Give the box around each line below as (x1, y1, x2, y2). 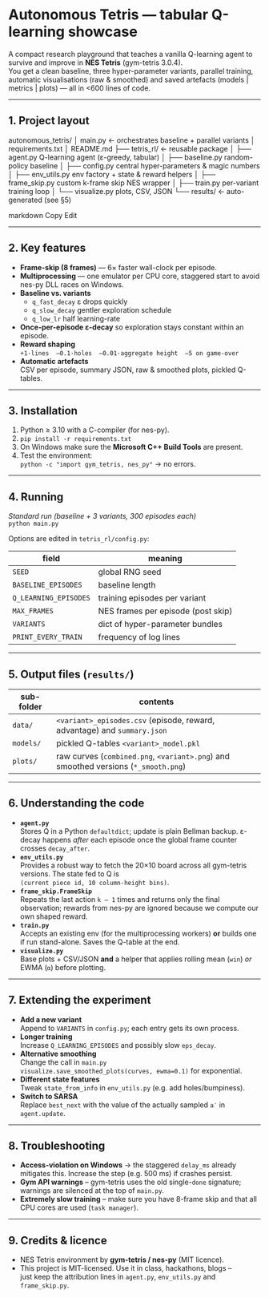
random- (223, 152, 254, 162)
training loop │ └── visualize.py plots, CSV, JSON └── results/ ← (8, 186, 226, 196)
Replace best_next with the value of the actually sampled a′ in (19, 1100, 226, 1110)
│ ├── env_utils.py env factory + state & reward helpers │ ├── (8, 169, 216, 179)
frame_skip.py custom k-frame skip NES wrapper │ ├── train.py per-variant (8, 178, 259, 188)
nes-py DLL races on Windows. (19, 279, 124, 289)
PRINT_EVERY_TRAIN (12, 633, 82, 642)
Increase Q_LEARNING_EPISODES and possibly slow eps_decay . (19, 1040, 216, 1049)
